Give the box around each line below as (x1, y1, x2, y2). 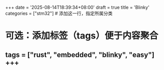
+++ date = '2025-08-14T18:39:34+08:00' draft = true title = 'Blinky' (5, 5, 150, 10)
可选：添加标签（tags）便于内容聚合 (5, 30, 159, 42)
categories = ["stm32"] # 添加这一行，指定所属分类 (5, 10, 113, 16)
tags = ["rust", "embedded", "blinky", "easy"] (5, 50, 154, 59)
